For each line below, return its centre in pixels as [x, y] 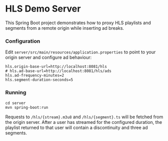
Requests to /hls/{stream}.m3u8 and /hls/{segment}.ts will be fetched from [84, 117]
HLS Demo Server [43, 9]
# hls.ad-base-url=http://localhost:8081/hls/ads [59, 71]
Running [16, 93]
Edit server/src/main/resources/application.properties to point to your [80, 52]
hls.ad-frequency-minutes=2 [35, 76]
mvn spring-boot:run [27, 107]
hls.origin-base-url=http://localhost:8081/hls [56, 67]
